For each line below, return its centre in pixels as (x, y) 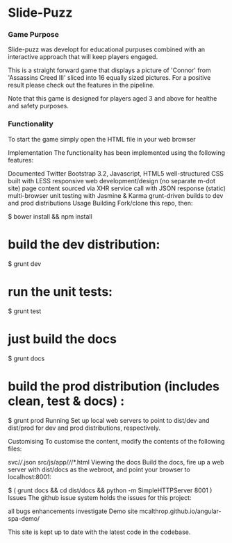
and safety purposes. (38, 106)
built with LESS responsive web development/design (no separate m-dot (112, 181)
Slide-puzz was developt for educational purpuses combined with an (107, 49)
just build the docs (63, 339)
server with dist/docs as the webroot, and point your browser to (99, 469)
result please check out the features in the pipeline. (81, 85)
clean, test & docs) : (66, 401)
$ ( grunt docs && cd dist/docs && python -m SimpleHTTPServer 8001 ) (110, 490)
